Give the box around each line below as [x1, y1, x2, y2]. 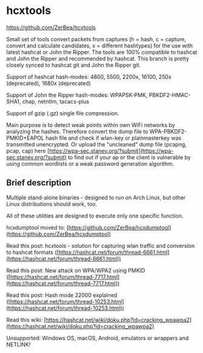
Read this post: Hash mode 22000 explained [6, 291, 118, 298]
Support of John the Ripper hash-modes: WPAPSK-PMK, [6, 91, 148, 98]
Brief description [6, 177, 72, 188]
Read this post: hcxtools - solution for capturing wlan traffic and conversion [6, 242, 195, 249]
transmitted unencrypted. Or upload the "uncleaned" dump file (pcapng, [6, 140, 187, 148]
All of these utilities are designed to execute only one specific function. [6, 212, 184, 219]
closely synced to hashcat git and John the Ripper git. [6, 61, 141, 69]
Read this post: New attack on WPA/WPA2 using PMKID [6, 267, 145, 274]
